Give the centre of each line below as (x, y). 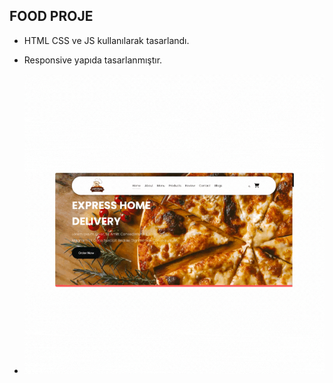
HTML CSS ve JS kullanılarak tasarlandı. (106, 40)
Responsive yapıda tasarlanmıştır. (93, 60)
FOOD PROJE (51, 16)
